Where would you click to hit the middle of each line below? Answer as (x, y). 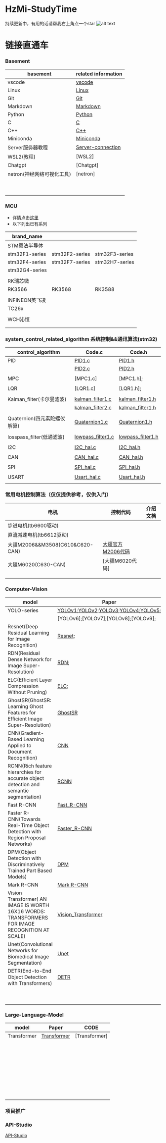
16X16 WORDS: (26, 911)
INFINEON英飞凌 (27, 300)
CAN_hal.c (86, 457)
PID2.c (82, 369)
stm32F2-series (71, 254)
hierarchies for (25, 772)
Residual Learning (28, 633)
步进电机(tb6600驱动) (33, 526)
